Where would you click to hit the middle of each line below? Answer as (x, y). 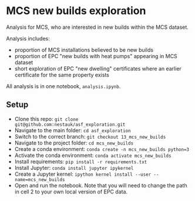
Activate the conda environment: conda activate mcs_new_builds (93, 155)
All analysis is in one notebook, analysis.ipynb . (63, 86)
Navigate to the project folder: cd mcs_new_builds (74, 143)
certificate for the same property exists (62, 75)
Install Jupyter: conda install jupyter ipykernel (74, 168)
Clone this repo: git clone (46, 119)
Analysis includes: (28, 38)
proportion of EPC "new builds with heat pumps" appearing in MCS (96, 56)
